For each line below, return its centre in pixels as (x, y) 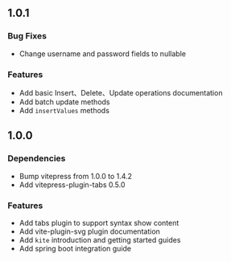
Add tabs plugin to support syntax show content (99, 222)
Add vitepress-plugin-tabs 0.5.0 (72, 185)
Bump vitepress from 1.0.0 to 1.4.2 (76, 176)
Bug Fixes (27, 36)
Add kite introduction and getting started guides (100, 239)
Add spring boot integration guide (75, 248)
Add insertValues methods (64, 110)
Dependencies (37, 158)
